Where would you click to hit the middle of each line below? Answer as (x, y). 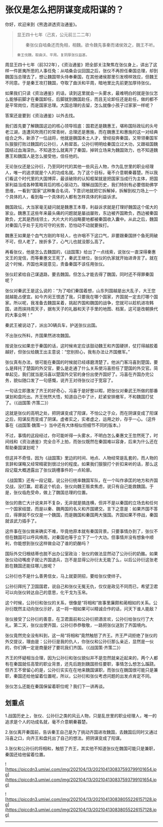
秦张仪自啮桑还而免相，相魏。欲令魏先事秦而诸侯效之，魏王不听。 (91, 45)
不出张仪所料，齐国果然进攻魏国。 (39, 335)
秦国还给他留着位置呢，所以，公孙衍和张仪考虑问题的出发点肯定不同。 (83, 676)
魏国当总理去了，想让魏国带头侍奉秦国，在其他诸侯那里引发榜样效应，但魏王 (81, 77)
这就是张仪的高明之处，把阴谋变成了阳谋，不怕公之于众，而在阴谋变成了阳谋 (81, 413)
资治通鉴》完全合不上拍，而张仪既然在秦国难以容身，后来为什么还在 (90, 441)
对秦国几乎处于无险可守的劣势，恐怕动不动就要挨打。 (58, 225)
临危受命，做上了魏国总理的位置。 (56, 492)
